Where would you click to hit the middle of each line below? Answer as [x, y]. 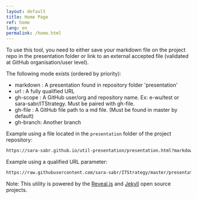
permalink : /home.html [34, 33]
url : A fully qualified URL [45, 91]
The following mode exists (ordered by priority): [64, 74]
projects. [17, 190]
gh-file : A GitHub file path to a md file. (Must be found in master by [96, 110]
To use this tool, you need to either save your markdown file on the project [96, 50]
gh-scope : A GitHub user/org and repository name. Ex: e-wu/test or [97, 98]
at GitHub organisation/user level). [47, 63]
